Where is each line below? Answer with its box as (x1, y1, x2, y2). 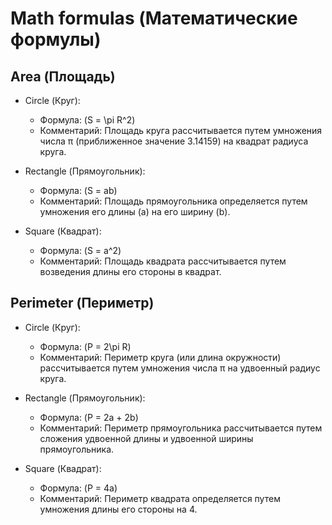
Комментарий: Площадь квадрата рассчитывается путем (39, 255, 287, 267)
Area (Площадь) (10, 68, 116, 85)
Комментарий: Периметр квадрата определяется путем (39, 492, 281, 504)
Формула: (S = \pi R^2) (39, 114, 136, 126)
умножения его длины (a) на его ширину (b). (39, 206, 231, 217)
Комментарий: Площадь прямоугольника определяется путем (39, 195, 308, 207)
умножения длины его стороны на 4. (39, 503, 198, 515)
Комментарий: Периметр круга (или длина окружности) (39, 351, 282, 363)
